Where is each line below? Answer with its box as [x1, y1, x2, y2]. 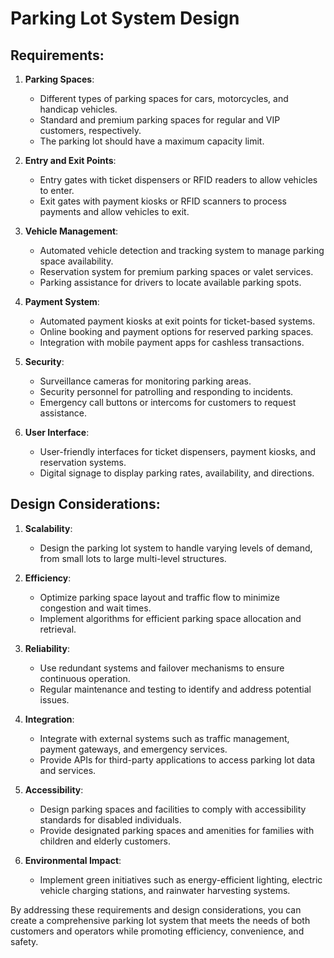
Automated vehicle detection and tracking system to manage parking [39, 245, 325, 256]
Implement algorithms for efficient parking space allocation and [39, 612, 302, 624]
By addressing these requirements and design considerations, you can [10, 903, 302, 916]
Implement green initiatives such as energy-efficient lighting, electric [39, 873, 323, 886]
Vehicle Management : [24, 225, 119, 237]
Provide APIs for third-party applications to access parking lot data [39, 753, 316, 766]
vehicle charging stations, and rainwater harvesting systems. [39, 884, 291, 896]
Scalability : [24, 522, 73, 534]
